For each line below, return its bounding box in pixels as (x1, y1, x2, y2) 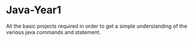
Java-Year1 (6, 3, 61, 17)
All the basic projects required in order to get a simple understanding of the (6, 23, 188, 29)
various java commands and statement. (6, 28, 101, 35)
